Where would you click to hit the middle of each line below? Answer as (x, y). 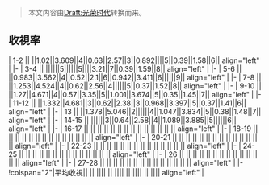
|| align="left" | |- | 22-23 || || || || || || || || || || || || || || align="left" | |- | (125, 146)
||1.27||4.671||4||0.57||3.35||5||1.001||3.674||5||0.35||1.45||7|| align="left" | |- (135, 94)
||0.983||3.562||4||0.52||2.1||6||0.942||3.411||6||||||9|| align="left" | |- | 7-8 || (135, 77)
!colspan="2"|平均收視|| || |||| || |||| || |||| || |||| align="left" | (106, 172)
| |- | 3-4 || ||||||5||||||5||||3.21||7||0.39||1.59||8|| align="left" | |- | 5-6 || (125, 68)
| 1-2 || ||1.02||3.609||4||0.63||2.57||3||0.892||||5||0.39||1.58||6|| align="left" (134, 60)
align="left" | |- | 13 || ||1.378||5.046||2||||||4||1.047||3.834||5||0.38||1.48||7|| (135, 111)
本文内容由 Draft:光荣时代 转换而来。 (87, 12)
